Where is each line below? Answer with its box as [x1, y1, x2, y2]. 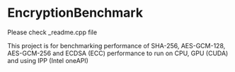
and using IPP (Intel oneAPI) [7, 56, 88, 64]
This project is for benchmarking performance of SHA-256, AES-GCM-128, [7, 41, 226, 50]
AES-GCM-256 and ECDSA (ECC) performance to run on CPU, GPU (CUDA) [7, 49, 229, 57]
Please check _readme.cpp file [7, 28, 98, 36]
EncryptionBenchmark [7, 5, 144, 21]
